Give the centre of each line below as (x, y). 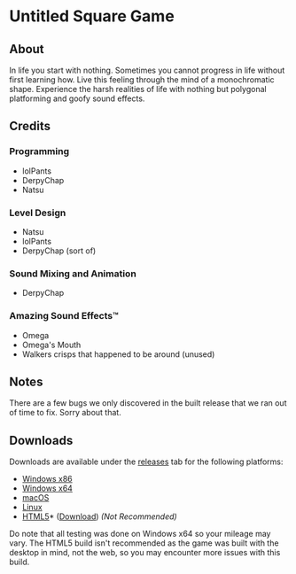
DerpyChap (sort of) (59, 251)
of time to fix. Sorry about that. (65, 413)
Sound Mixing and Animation (73, 274)
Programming (39, 151)
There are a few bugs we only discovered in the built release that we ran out (148, 403)
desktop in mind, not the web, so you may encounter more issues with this (145, 553)
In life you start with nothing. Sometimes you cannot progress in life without (147, 70)
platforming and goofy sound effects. (77, 98)
